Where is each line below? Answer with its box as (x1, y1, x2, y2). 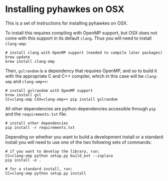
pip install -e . (5, 157, 42, 162)
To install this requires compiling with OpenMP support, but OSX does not (5, 30, 157, 36)
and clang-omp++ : (13, 78, 49, 84)
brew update (5, 54, 30, 60)
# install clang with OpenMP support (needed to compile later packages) (5, 50, 163, 55)
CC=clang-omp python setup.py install (5, 170, 86, 176)
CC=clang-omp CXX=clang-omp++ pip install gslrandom (5, 97, 118, 102)
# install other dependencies (5, 120, 69, 126)
